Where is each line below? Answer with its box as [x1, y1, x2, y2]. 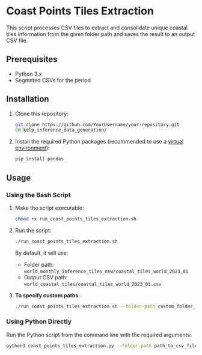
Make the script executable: [14, 204, 84, 211]
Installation [6, 94, 49, 105]
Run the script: [14, 226, 52, 234]
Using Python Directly [6, 317, 72, 326]
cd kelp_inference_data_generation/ [14, 127, 107, 133]
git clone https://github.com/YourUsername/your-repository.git [14, 121, 180, 127]
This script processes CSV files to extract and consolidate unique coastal [6, 24, 188, 31]
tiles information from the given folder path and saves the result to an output [6, 30, 195, 37]
